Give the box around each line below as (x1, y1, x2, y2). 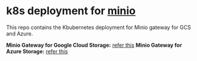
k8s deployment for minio (6, 4, 136, 18)
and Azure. (6, 30, 33, 37)
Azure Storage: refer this (6, 47, 68, 54)
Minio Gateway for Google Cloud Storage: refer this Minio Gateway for (6, 41, 183, 49)
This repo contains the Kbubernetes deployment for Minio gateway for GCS (6, 24, 192, 31)
